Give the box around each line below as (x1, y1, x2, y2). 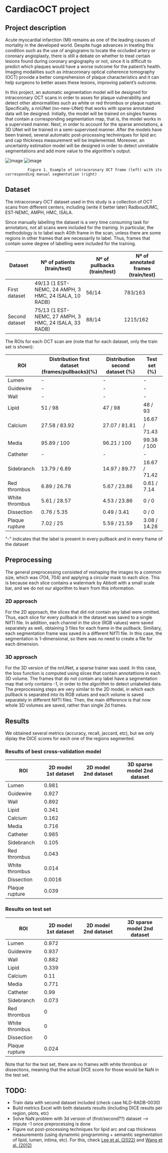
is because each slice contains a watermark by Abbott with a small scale (5, 580, 155, 586)
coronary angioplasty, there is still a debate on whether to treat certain (5, 53, 150, 59)
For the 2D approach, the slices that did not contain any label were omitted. (5, 609, 160, 615)
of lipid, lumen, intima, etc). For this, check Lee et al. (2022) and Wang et (12, 1137, 162, 1143)
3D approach (5, 653, 37, 660)
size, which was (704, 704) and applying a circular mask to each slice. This (5, 574, 160, 581)
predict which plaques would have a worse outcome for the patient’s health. (5, 64, 161, 69)
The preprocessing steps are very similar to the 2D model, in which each (5, 686, 155, 693)
